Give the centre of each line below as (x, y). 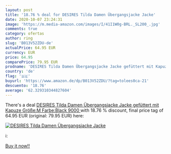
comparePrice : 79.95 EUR (32, 62)
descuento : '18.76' (26, 85)
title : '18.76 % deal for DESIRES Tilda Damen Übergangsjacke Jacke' (81, 15)
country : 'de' (20, 72)
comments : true (21, 29)
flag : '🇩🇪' (18, 76)
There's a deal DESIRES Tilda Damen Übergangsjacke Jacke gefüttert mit (82, 105)
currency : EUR (20, 52)
